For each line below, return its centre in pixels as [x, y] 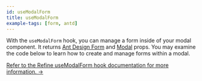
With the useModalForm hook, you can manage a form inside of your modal [99, 41]
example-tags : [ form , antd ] [42, 23]
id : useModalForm [28, 12]
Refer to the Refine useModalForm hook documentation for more [88, 65]
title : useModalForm [33, 18]
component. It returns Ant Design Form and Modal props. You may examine [101, 47]
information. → [25, 72]
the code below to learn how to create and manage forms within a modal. [98, 54]
